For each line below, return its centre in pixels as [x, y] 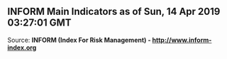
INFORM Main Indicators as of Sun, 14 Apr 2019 [114, 12]
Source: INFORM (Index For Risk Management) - [79, 40]
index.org [22, 47]
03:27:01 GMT [40, 23]
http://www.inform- [182, 40]
